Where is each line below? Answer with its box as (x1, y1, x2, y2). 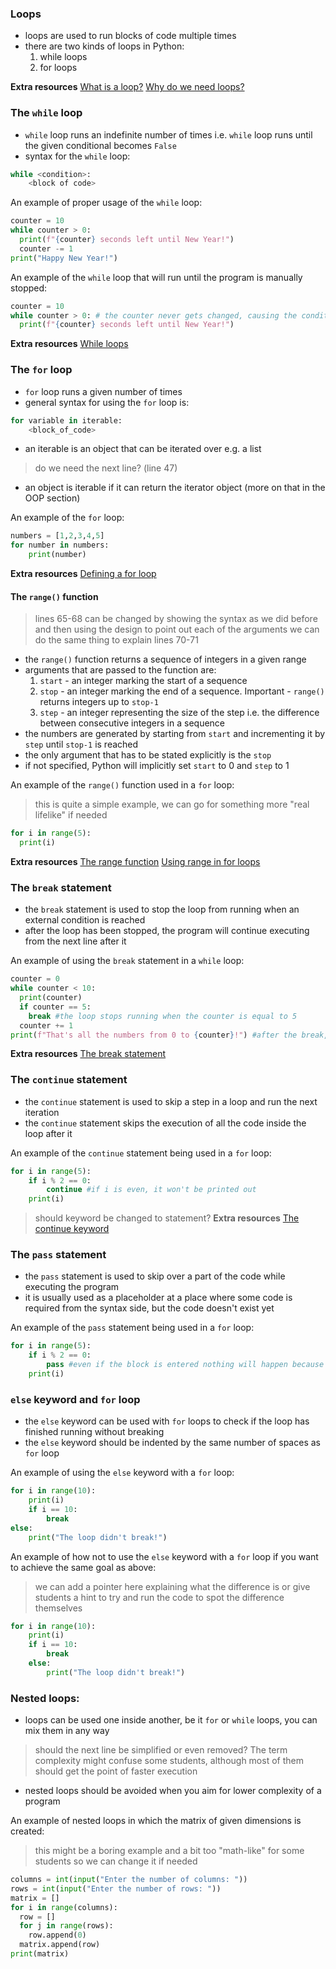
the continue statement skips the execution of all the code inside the (24, 1117, 307, 1129)
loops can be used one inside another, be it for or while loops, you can (24, 1714, 318, 1726)
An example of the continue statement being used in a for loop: (10, 1147, 272, 1159)
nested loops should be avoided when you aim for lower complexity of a (24, 1785, 322, 1797)
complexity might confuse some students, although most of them (34, 1755, 304, 1767)
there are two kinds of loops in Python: (24, 40, 185, 52)
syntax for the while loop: (24, 150, 131, 162)
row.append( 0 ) (28, 1930, 87, 1941)
